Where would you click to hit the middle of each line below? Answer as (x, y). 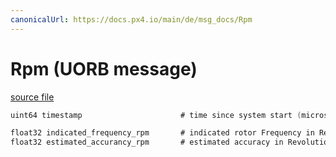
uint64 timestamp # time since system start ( (156, 115)
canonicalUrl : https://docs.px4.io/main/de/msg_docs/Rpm (131, 19)
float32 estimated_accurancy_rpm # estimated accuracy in (147, 142)
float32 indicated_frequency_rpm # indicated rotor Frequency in (162, 133)
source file (32, 97)
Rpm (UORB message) (104, 68)
